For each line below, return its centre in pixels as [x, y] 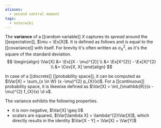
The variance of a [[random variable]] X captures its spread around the [76, 37]
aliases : [14, 9]
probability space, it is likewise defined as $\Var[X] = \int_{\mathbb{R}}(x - [79, 86]
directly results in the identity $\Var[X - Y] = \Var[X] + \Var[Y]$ [74, 120]
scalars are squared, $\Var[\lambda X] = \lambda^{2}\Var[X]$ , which [80, 115]
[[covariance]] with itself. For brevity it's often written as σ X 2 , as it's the [76, 48]
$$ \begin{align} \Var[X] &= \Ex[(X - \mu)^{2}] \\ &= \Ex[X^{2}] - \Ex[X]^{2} [81, 61]
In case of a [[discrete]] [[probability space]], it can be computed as [73, 76]
